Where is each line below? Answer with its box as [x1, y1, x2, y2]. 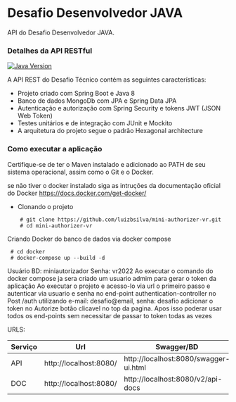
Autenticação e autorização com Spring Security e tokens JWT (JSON [17, 104, 221, 113]
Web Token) [17, 111, 53, 120]
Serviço [11, 341, 37, 351]
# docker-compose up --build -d [10, 254, 105, 261]
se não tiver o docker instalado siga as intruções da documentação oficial [7, 181, 221, 189]
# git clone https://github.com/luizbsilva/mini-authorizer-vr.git [20, 216, 221, 223]
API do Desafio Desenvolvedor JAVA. [7, 28, 114, 37]
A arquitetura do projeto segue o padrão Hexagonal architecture [17, 127, 204, 135]
